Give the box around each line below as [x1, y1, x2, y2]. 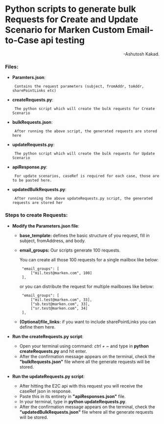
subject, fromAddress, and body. [19, 237, 86, 244]
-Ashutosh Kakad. [123, 51, 160, 57]
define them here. [19, 324, 56, 330]
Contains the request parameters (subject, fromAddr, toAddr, [14, 84, 144, 89]
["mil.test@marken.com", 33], [30, 297, 92, 302]
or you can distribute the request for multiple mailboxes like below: [19, 283, 154, 289]
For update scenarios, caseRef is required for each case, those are [14, 173, 160, 179]
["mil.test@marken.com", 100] [30, 270, 92, 276]
